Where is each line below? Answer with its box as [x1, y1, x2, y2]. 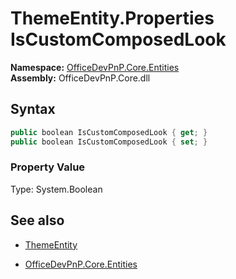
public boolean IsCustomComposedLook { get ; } [10, 127, 208, 137]
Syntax [10, 101, 56, 118]
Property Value [10, 160, 86, 174]
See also [10, 212, 65, 229]
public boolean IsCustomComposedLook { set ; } [10, 137, 208, 147]
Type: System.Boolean [10, 183, 103, 195]
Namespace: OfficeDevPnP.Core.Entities [10, 61, 180, 73]
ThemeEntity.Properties [10, 7, 215, 30]
